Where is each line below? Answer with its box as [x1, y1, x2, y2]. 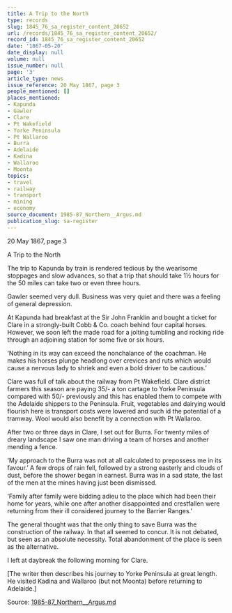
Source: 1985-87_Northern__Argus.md [7, 598, 116, 606]
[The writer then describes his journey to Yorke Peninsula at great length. [7, 569, 217, 577]
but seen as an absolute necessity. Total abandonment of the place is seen [7, 535, 222, 543]
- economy [7, 205, 36, 212]
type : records [7, 17, 49, 24]
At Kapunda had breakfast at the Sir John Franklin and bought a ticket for [7, 313, 217, 321]
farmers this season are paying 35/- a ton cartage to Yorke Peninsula [7, 384, 206, 393]
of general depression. [7, 299, 72, 308]
